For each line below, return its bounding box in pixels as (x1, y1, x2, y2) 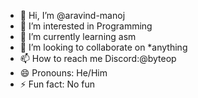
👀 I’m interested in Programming (19, 20, 153, 32)
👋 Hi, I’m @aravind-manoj (19, 10, 126, 21)
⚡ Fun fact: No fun (19, 78, 96, 90)
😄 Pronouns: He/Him (19, 67, 108, 79)
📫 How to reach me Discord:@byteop (19, 53, 177, 64)
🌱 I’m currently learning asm (19, 31, 137, 42)
